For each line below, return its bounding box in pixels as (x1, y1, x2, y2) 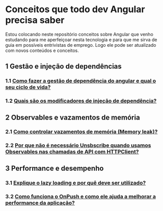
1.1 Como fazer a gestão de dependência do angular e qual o (5, 77, 156, 84)
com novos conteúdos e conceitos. (5, 47, 79, 53)
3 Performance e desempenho (5, 164, 104, 172)
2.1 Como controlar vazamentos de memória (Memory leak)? (5, 128, 158, 135)
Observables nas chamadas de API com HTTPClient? (5, 148, 139, 156)
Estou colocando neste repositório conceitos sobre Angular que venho (5, 31, 154, 37)
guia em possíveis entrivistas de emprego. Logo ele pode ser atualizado (5, 42, 156, 48)
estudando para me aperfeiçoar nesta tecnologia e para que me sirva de (5, 37, 157, 43)
